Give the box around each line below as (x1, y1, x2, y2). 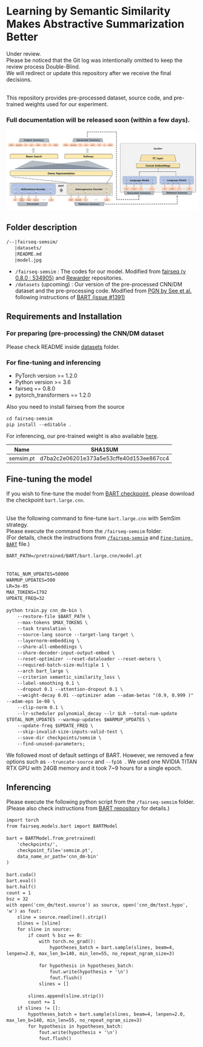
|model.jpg (14, 257, 42, 263)
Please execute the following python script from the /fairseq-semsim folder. (6, 798, 195, 806)
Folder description (6, 222, 78, 232)
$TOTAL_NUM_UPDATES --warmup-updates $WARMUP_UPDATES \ (6, 717, 150, 723)
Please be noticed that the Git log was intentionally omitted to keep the (6, 56, 183, 64)
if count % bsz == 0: (28, 932, 83, 938)
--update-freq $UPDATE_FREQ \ (17, 723, 94, 729)
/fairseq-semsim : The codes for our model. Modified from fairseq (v (15, 268, 186, 275)
